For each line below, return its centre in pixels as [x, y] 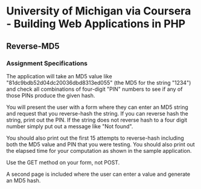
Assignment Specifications [47, 63]
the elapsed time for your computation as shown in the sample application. [99, 150]
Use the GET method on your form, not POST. [63, 162]
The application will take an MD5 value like [59, 76]
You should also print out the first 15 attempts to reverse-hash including [95, 138]
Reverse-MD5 [33, 46]
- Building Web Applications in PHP [96, 24]
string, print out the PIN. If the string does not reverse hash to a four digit [97, 120]
